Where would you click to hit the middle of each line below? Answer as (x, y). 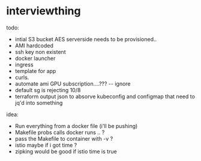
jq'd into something (39, 102)
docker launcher (35, 58)
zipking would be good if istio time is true (66, 151)
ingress (24, 65)
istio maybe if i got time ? (46, 145)
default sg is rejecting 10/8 (48, 90)
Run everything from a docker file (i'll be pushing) (76, 126)
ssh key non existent (40, 51)
